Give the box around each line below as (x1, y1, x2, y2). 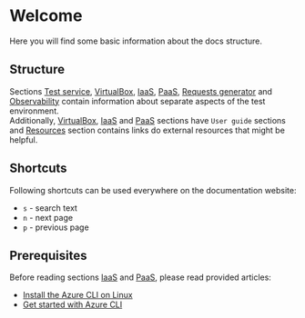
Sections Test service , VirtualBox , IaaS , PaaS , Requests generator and (9, 85, 273, 96)
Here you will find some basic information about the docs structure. (9, 35, 262, 46)
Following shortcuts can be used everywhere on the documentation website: (9, 184, 297, 195)
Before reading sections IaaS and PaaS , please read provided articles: (9, 272, 271, 283)
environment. (9, 105, 59, 116)
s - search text (22, 202, 77, 214)
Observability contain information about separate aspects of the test (9, 95, 266, 106)
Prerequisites (9, 247, 87, 263)
